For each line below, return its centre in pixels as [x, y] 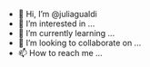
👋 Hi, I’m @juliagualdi [57, 14]
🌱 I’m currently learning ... [66, 33]
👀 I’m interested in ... [56, 24]
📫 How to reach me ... [60, 53]
